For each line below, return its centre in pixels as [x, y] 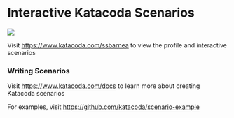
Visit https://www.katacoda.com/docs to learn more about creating [104, 86]
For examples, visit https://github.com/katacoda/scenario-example [103, 107]
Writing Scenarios [39, 71]
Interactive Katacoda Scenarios [101, 13]
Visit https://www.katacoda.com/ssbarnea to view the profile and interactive [117, 45]
